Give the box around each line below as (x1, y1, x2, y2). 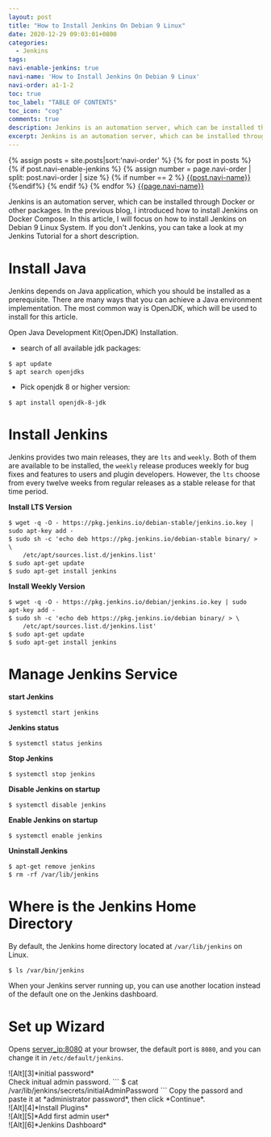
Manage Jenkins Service (8, 665, 178, 683)
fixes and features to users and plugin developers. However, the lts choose (8, 469, 261, 479)
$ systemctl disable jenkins (8, 800, 106, 809)
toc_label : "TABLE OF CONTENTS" (8, 98, 117, 107)
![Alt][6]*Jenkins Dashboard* (8, 1119, 107, 1130)
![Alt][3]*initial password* (8, 1068, 94, 1078)
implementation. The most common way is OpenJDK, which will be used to (8, 303, 257, 313)
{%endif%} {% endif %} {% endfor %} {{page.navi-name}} (8, 181, 204, 191)
